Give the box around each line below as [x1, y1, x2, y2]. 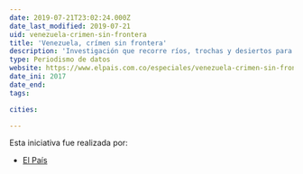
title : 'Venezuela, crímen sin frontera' [9, 38, 168, 48]
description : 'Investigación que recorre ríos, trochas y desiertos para [9, 47, 293, 56]
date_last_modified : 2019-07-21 [9, 22, 131, 31]
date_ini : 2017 [9, 72, 67, 81]
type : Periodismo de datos [9, 55, 111, 64]
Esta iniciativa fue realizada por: [9, 137, 128, 149]
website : [9, 64, 42, 73]
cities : [9, 105, 39, 114]
